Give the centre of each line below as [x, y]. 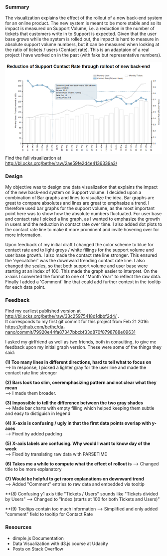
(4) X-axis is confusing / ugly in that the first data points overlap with [78, 423]
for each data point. [25, 287]
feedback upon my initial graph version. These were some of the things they [83, 347]
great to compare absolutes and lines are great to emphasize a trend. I [77, 203]
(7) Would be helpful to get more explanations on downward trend [75, 479]
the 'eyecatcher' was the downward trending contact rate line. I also [75, 260]
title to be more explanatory [33, 469]
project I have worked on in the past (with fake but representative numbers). [83, 55]
